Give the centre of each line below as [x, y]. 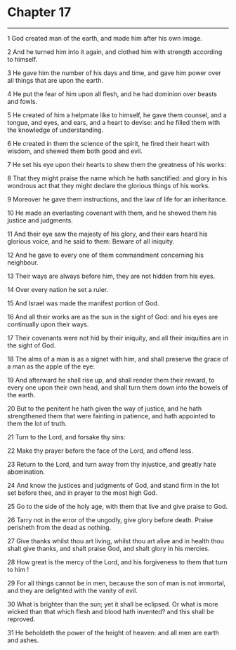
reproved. [21, 619]
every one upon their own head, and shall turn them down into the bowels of [118, 387]
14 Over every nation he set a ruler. [58, 289]
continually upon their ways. [48, 324]
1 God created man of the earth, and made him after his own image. [105, 38]
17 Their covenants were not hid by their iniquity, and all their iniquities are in [118, 338]
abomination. [26, 472]
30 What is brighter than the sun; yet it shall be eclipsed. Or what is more [113, 604]
